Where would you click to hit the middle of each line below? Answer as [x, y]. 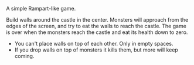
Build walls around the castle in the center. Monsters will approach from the [97, 20]
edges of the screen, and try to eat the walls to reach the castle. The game [96, 26]
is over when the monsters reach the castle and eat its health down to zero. [97, 32]
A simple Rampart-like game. [41, 8]
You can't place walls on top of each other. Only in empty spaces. [94, 44]
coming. [24, 56]
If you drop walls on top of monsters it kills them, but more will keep [96, 50]
